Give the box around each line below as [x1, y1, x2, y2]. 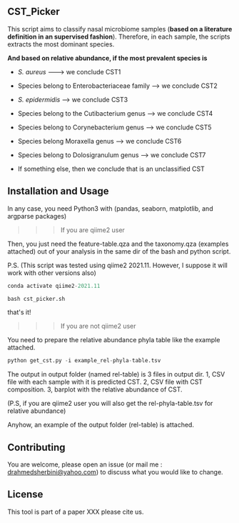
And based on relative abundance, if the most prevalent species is [7, 54, 208, 62]
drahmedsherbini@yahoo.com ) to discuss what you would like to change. [7, 468, 223, 477]
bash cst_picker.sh [7, 295, 66, 302]
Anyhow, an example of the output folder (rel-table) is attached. [7, 421, 195, 429]
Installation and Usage [7, 185, 109, 197]
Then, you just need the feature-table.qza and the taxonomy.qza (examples [7, 239, 229, 248]
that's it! [7, 308, 31, 317]
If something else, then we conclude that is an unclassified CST [17, 164, 205, 173]
